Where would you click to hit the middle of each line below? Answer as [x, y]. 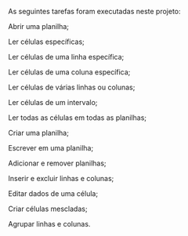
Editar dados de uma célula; [53, 194]
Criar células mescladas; [48, 209]
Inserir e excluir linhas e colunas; [61, 178]
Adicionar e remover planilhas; [58, 163]
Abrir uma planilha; [38, 26]
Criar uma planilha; [38, 133]
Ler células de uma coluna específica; [69, 72]
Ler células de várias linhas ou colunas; [72, 87]
